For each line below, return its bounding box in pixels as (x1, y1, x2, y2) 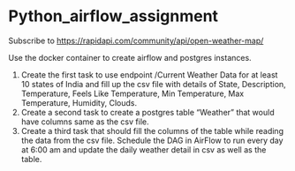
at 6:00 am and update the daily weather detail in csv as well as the (20, 144, 267, 155)
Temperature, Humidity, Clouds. (20, 97, 138, 108)
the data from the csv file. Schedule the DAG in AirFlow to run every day (20, 135, 284, 145)
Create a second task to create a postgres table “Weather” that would (20, 107, 275, 117)
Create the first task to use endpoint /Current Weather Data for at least (20, 69, 278, 80)
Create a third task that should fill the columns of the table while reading (20, 125, 284, 136)
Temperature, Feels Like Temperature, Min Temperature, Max (20, 88, 245, 99)
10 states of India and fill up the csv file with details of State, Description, (20, 78, 286, 89)
